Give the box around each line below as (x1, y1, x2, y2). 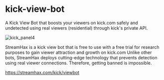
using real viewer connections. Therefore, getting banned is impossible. (5, 60, 152, 66)
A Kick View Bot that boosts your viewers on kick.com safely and (5, 20, 138, 26)
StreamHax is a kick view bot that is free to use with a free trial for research (5, 44, 160, 50)
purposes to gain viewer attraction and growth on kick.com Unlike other (5, 49, 152, 55)
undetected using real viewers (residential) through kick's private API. (5, 25, 148, 31)
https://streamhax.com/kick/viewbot (5, 69, 80, 75)
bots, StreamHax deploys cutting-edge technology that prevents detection (5, 54, 158, 60)
